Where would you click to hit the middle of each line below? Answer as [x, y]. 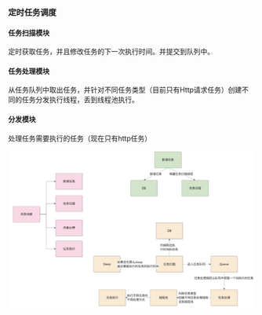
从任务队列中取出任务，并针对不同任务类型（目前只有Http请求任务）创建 [125, 90]
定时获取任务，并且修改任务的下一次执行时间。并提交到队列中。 [111, 52]
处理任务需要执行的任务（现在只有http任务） [80, 138]
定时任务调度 [33, 12]
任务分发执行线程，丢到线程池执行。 [80, 100]
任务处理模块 [29, 71]
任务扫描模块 [29, 32]
